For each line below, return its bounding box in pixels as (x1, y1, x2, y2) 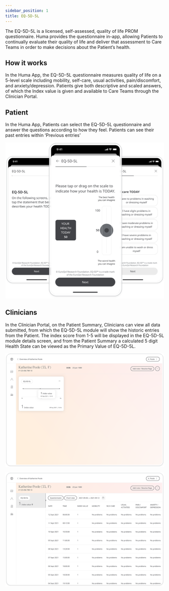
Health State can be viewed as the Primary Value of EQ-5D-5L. (5, 343, 136, 349)
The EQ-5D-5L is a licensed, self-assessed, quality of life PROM (5, 28, 138, 34)
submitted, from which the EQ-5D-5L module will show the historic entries (5, 327, 160, 333)
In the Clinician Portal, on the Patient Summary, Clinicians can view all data (5, 321, 160, 328)
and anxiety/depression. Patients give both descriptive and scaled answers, (5, 83, 162, 89)
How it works (5, 59, 47, 67)
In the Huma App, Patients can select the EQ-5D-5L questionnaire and (5, 122, 151, 128)
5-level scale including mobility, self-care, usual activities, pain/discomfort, (5, 77, 161, 83)
